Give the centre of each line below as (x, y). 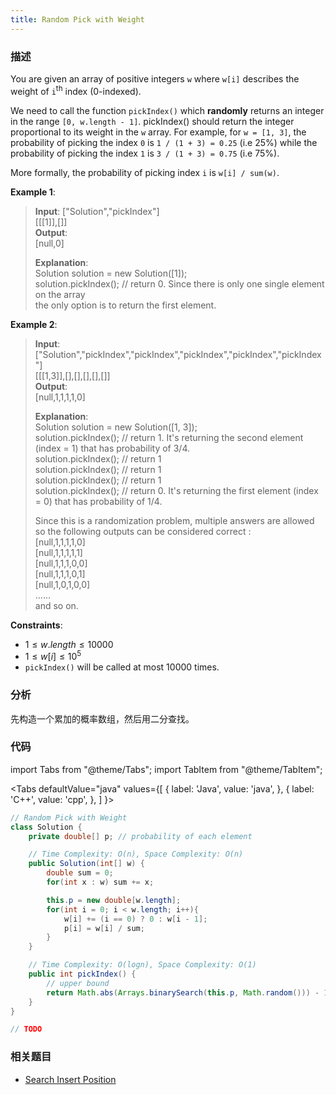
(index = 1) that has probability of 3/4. (112, 448)
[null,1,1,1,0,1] (60, 573)
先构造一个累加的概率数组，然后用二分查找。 (102, 718)
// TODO (26, 1029)
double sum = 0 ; (80, 873)
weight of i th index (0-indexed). (76, 90)
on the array (60, 294)
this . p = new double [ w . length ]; (114, 900)
